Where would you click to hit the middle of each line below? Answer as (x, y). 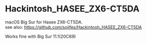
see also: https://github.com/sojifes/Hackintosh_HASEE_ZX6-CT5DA (73, 27)
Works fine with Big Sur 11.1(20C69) (41, 36)
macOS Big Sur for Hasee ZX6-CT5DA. (44, 22)
